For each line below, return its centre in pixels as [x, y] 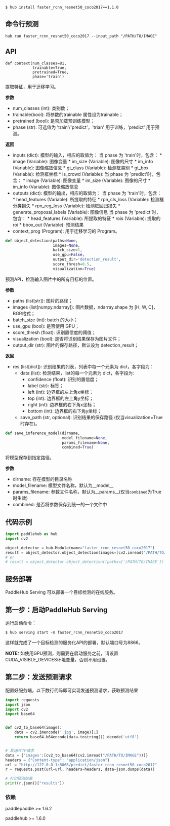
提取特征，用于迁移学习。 [32, 87]
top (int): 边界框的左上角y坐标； [61, 398]
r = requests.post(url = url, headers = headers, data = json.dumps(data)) [80, 769]
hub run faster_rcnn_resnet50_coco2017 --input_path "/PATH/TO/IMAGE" [81, 36]
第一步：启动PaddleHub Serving [56, 610]
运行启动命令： [21, 623]
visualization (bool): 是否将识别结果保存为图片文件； [67, 339]
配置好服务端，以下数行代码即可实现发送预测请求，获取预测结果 [72, 690]
